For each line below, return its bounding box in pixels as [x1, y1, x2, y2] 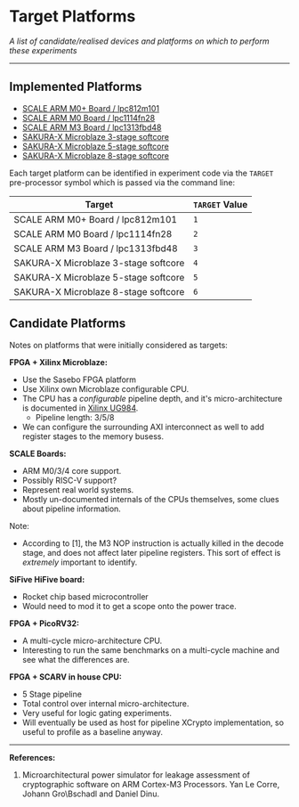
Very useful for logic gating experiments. [21, 707, 172, 718]
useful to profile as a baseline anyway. [21, 726, 163, 737]
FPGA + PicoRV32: [9, 617, 80, 629]
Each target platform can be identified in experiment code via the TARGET [9, 167, 274, 178]
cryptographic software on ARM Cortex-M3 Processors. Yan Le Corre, [21, 778, 280, 789]
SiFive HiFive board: [9, 574, 85, 584]
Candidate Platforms [9, 316, 126, 331]
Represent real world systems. [21, 484, 134, 495]
